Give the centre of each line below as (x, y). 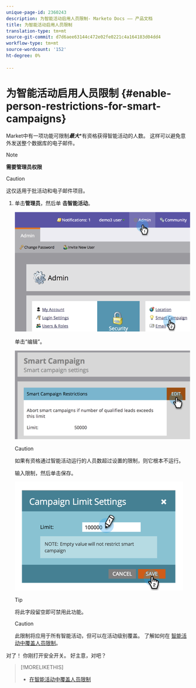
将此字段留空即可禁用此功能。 (50, 612)
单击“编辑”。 (30, 341)
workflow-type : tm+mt (32, 43)
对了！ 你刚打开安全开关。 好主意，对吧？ (56, 655)
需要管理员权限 (24, 166)
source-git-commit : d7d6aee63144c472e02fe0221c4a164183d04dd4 (83, 37)
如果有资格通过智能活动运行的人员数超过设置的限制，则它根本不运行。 (99, 461)
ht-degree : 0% (23, 56)
